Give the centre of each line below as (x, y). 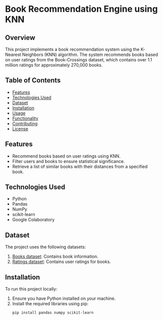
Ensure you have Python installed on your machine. (64, 298)
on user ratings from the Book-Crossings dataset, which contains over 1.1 (79, 60)
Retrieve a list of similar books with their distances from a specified (80, 166)
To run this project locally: (31, 289)
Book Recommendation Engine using (81, 9)
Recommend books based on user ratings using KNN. (66, 156)
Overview (20, 38)
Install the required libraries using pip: (50, 304)
